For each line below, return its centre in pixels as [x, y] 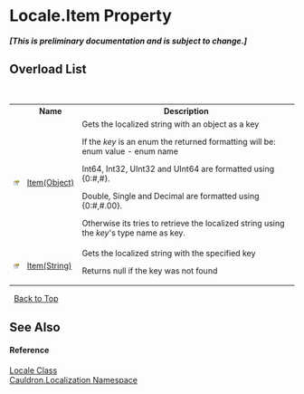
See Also [35, 327]
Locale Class [33, 370]
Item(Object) [51, 182]
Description [187, 111]
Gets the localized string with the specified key [169, 253]
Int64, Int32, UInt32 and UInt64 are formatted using [178, 168]
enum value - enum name [130, 151]
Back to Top [36, 299]
